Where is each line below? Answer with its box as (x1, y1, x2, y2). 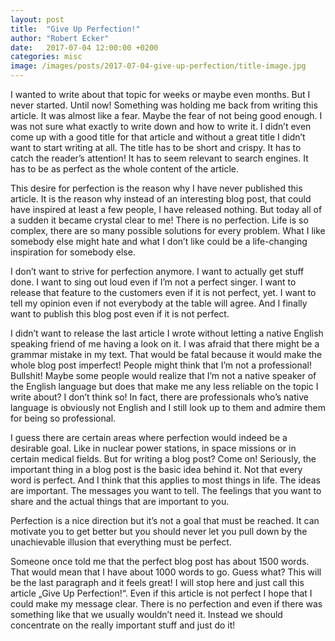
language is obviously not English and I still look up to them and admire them (10, 402, 326, 413)
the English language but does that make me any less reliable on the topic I (10, 381, 319, 392)
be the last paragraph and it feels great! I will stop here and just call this (10, 577, 305, 588)
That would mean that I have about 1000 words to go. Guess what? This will (10, 566, 322, 578)
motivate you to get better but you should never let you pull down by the (10, 526, 308, 537)
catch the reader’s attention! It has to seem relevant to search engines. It (10, 152, 309, 164)
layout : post (10, 14, 65, 25)
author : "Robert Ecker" (10, 33, 110, 43)
